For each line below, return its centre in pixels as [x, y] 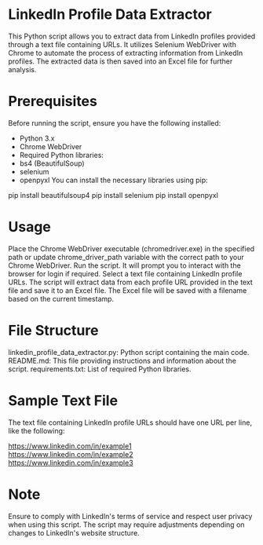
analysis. [22, 69]
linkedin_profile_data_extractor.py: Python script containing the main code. [129, 352]
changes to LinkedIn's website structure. [74, 532]
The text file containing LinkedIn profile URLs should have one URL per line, [130, 422]
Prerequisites [53, 102]
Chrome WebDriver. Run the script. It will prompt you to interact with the [124, 265]
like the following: [37, 430]
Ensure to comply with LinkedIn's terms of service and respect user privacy [130, 516]
